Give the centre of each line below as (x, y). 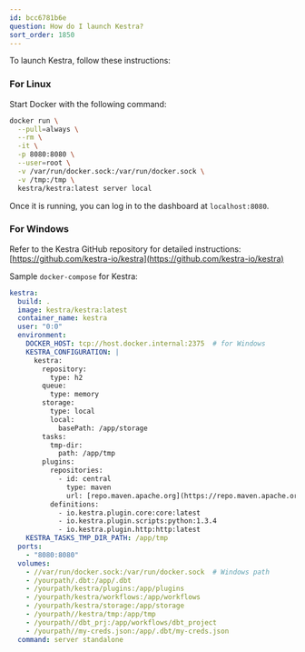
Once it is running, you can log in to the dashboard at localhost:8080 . (139, 206)
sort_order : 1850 (42, 35)
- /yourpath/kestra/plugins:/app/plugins (105, 589)
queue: (54, 386)
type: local (72, 411)
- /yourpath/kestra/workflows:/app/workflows (113, 597)
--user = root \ (44, 163)
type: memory (74, 395)
